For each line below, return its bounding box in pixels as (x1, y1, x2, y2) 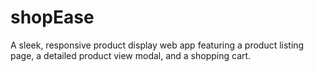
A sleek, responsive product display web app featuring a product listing (10, 39, 305, 51)
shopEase (10, 6, 95, 29)
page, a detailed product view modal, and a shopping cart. (10, 49, 252, 61)
